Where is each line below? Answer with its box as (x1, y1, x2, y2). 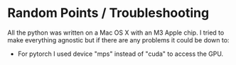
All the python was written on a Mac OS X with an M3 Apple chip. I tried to (7, 28, 225, 37)
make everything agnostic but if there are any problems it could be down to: (7, 35, 230, 44)
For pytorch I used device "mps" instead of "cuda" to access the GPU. (17, 49, 224, 58)
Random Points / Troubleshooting (7, 5, 210, 21)
